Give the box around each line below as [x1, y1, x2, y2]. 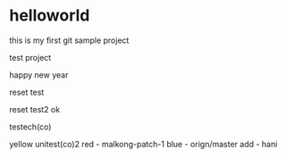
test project [9, 52, 52, 62]
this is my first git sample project [9, 35, 130, 46]
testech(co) [9, 121, 52, 132]
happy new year [9, 69, 69, 80]
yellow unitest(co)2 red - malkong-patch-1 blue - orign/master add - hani [9, 138, 278, 149]
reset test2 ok [9, 104, 61, 114]
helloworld [9, 5, 90, 26]
